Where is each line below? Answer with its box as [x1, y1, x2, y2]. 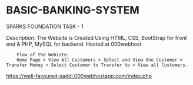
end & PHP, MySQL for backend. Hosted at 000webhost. [6, 40, 143, 47]
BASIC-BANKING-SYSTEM [6, 4, 139, 17]
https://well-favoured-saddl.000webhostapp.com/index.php [6, 72, 152, 79]
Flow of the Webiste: [16, 52, 69, 57]
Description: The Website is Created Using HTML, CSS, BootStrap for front [6, 34, 187, 41]
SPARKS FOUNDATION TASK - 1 [6, 23, 84, 30]
